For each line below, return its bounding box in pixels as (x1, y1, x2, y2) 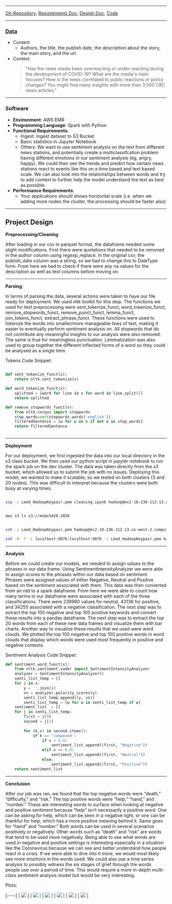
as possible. (20, 182, 46, 188)
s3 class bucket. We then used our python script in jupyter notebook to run (5, 458, 163, 464)
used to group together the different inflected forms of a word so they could (5, 342, 165, 348)
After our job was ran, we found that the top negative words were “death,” (5, 790, 161, 796)
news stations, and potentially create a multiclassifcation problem (20, 149, 159, 155)
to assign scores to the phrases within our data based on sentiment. (5, 571, 148, 577)
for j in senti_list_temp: (14, 709, 72, 714)
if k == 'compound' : (32, 733, 77, 738)
